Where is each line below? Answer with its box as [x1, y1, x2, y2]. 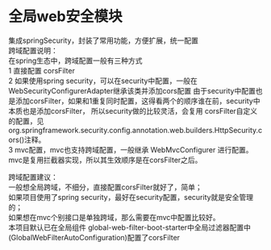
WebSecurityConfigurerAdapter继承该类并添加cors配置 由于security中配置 [8, 85, 256, 95]
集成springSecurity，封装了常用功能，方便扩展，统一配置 [8, 35, 199, 45]
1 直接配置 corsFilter [8, 65, 75, 75]
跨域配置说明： [8, 45, 58, 55]
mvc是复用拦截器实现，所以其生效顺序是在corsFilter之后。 [8, 155, 202, 165]
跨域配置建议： [8, 172, 58, 181]
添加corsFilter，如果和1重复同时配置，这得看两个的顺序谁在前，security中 [15, 96, 261, 106]
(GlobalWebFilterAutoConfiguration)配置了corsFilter [8, 232, 180, 242]
